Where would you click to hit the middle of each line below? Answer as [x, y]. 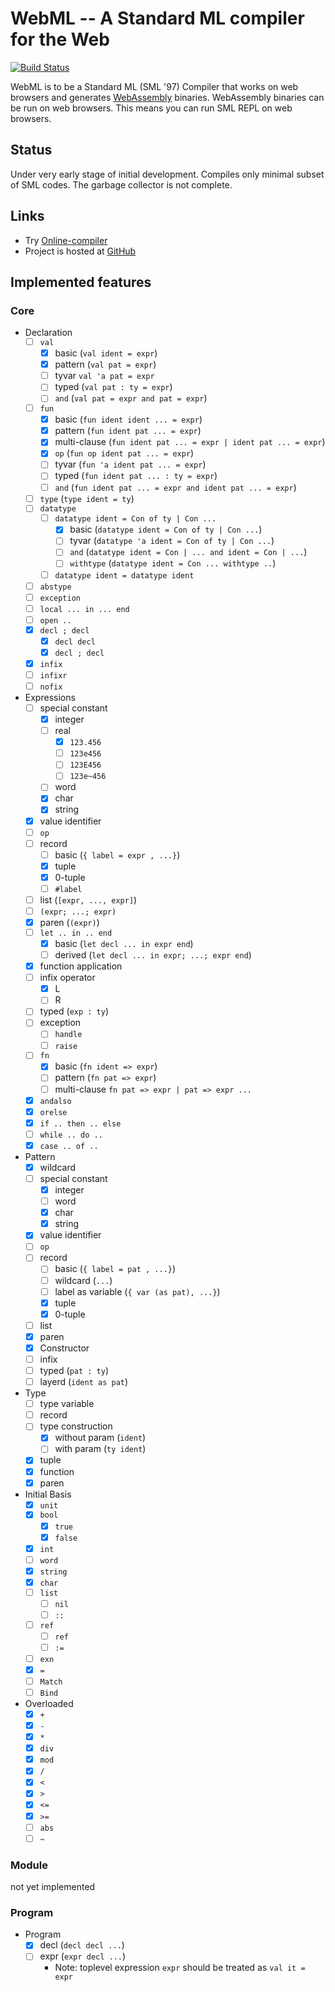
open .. [55, 620]
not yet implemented [53, 1887]
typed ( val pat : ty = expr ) [113, 387]
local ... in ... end [84, 609]
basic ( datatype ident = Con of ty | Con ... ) [166, 529]
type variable [67, 1404]
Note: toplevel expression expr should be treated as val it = [180, 1968]
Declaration [48, 333]
